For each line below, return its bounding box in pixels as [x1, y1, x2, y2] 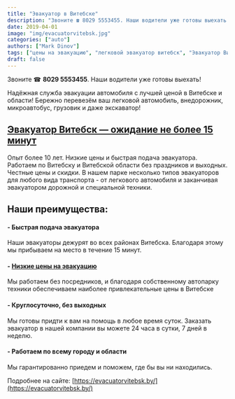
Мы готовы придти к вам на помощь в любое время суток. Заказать [7, 316, 212, 325]
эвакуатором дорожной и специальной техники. [7, 183, 152, 191]
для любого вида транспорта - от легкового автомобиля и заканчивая [7, 176, 218, 184]
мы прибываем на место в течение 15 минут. [7, 246, 142, 254]
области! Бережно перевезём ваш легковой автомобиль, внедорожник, [7, 96, 224, 104]
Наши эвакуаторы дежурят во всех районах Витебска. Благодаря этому [7, 239, 224, 247]
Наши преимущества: [7, 203, 108, 215]
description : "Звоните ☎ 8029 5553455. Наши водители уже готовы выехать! [7, 17, 230, 24]
